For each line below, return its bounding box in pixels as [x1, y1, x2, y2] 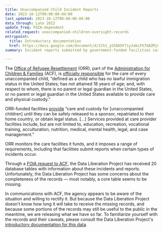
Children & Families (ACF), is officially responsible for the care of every [5, 70, 147, 76]
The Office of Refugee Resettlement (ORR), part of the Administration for [5, 65, 150, 71]
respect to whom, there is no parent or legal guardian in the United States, [5, 86, 153, 92]
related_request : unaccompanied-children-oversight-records [5, 30, 130, 34]
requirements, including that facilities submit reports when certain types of [5, 146, 154, 152]
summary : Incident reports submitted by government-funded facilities [5, 48, 151, 52]
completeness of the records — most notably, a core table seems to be [5, 176, 147, 182]
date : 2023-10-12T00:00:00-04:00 [5, 12, 73, 17]
